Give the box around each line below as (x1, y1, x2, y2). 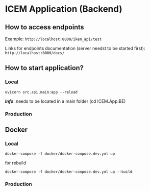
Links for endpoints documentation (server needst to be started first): (5, 46, 146, 51)
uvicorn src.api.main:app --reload (5, 90, 78, 95)
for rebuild (5, 160, 26, 166)
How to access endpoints (5, 23, 84, 31)
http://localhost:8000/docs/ (5, 50, 65, 55)
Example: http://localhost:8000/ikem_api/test (5, 36, 102, 42)
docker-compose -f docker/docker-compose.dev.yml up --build (5, 169, 133, 174)
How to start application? (5, 64, 84, 72)
